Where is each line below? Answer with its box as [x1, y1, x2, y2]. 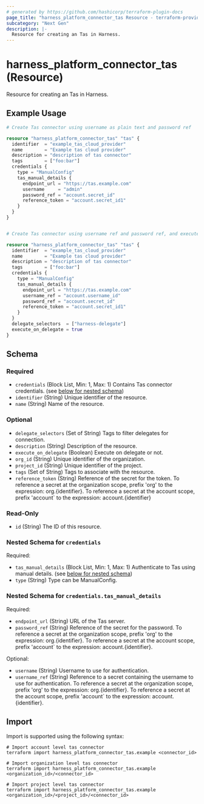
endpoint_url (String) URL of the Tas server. [15, 617, 126, 625]
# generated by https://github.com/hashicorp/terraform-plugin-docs [6, 9, 183, 15]
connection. [15, 436, 46, 443]
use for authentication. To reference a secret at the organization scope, [15, 679, 194, 687]
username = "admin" [22, 186, 83, 192]
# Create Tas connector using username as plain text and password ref [6, 124, 191, 131]
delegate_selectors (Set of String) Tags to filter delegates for [15, 429, 169, 436]
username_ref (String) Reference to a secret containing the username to [15, 673, 194, 681]
